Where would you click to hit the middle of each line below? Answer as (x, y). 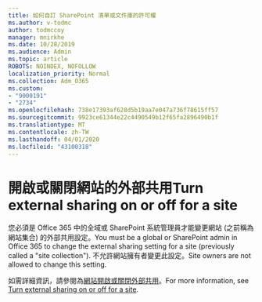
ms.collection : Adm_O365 (48, 81)
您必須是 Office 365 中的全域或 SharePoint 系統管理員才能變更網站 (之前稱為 (131, 227)
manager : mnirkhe (36, 37)
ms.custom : (26, 88)
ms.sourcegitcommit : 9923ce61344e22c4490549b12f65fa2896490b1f (113, 118)
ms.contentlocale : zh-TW (48, 132)
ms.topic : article (38, 60)
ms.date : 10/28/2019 (42, 45)
